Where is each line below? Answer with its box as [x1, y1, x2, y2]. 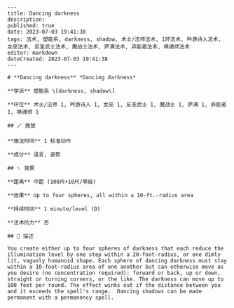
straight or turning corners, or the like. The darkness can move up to [7, 276, 224, 283]
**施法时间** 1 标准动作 [7, 138, 71, 145]
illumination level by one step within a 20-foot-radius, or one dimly [7, 251, 221, 258]
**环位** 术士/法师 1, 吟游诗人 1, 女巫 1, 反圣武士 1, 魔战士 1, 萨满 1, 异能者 [7, 101, 227, 108]
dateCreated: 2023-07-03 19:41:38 [7, 55, 109, 62]
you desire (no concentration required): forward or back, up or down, [7, 269, 221, 276]
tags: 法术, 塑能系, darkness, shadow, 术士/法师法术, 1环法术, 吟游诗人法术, [7, 36, 222, 43]
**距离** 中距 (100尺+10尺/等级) [7, 178, 97, 185]
